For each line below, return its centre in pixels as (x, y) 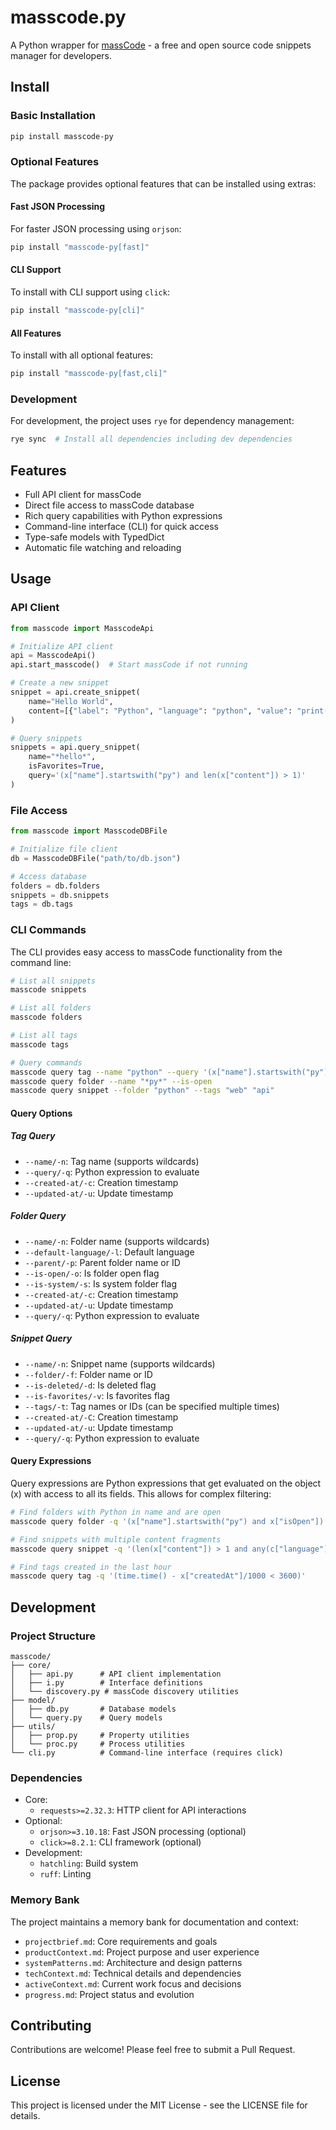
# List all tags (44, 1036)
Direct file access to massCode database (109, 505)
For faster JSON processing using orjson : (96, 229)
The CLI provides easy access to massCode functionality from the (146, 952)
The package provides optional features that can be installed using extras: (163, 183)
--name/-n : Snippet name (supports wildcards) (120, 1363)
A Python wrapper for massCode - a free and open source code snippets (161, 45)
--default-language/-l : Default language (109, 1252)
